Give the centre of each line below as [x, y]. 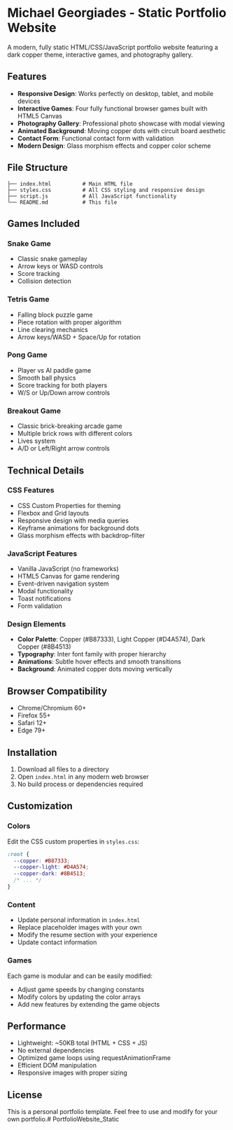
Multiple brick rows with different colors [75, 434]
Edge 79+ [31, 731]
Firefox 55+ [34, 715]
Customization [40, 806]
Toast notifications [44, 599]
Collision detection [44, 281]
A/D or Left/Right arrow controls [63, 448]
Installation [32, 752]
